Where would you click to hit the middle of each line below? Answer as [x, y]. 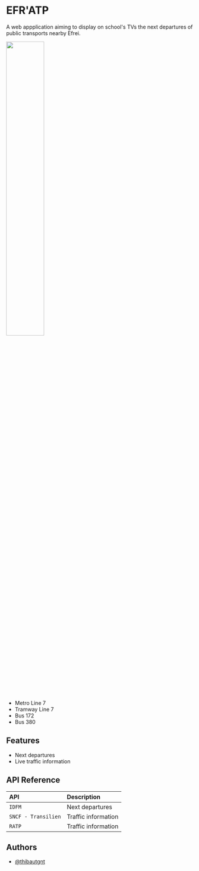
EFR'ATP [28, 10]
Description [84, 797]
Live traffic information [42, 761]
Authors [22, 847]
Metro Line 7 [30, 703]
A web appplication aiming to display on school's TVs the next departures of [99, 27]
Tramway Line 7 [34, 709]
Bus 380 [25, 722]
